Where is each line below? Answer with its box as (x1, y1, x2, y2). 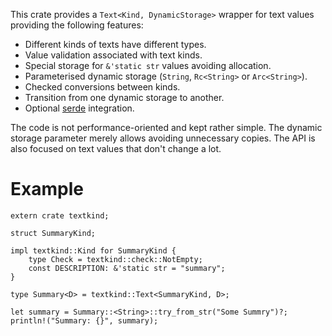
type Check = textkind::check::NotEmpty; (28, 254, 203, 264)
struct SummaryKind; (10, 228, 97, 238)
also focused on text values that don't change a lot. (10, 143, 222, 154)
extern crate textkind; (10, 210, 110, 221)
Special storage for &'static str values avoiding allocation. (24, 60, 272, 71)
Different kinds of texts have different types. (24, 39, 207, 50)
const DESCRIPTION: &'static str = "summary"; (28, 263, 226, 273)
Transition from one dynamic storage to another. (24, 92, 225, 103)
